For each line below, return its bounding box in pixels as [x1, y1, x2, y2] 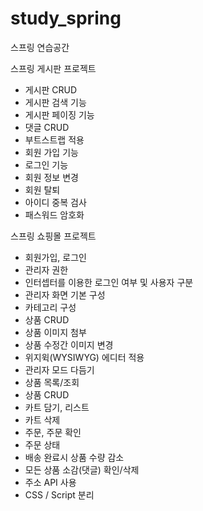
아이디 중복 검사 [24, 196, 87, 208]
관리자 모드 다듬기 [24, 363, 95, 376]
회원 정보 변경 [24, 171, 79, 183]
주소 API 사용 [24, 476, 77, 488]
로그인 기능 [24, 158, 69, 171]
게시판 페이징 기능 [24, 108, 95, 121]
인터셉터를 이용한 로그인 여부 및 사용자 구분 [24, 276, 194, 288]
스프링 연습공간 [10, 41, 70, 53]
